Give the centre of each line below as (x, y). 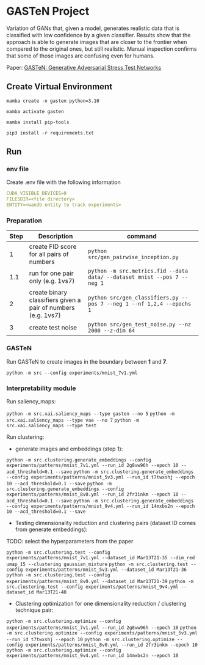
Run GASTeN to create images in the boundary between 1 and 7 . (87, 361)
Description (56, 237)
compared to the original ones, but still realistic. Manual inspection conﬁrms (102, 49)
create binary (48, 293)
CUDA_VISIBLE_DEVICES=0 (37, 194)
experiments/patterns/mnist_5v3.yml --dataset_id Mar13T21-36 (106, 570)
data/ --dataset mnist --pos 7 (133, 277)
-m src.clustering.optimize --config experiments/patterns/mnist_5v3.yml (102, 633)
